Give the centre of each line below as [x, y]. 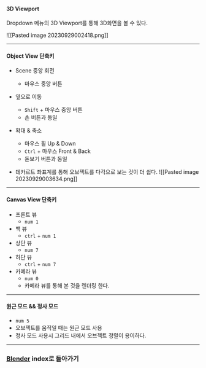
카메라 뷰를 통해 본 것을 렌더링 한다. [67, 285]
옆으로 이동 [29, 97]
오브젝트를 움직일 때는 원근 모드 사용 [59, 327]
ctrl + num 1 [40, 235]
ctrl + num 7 [40, 264]
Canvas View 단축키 [32, 199]
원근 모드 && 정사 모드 [32, 307]
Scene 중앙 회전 [35, 71]
